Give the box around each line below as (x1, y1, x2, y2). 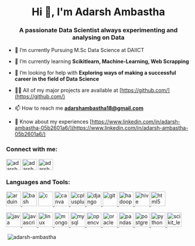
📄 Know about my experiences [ (14, 118, 92, 125)
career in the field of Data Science (14, 75, 100, 82)
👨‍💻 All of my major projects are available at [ (14, 87, 122, 94)
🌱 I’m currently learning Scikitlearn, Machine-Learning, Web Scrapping (14, 58, 189, 65)
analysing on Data (72, 33, 125, 41)
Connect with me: (6, 145, 58, 154)
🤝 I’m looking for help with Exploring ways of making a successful (14, 70, 177, 77)
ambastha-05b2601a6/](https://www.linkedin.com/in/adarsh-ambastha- (14, 124, 189, 131)
